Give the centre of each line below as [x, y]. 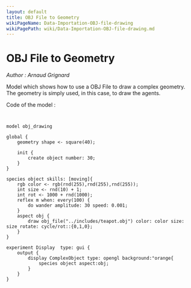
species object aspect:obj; [74, 264]
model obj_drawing [29, 127]
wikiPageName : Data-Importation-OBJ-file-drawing [70, 23]
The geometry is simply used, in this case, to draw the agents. [83, 93]
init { [25, 153]
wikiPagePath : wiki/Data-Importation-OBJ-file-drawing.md [80, 29]
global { [17, 137]
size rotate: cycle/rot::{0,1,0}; [50, 227]
